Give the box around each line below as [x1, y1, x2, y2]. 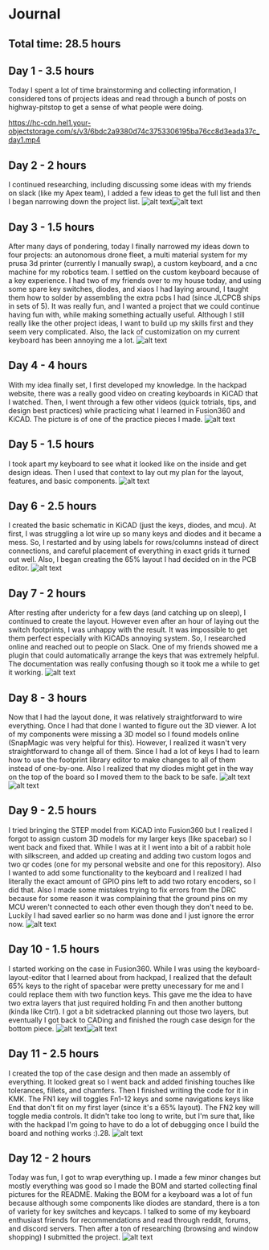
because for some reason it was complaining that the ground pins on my [8, 893, 248, 903]
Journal [8, 5, 61, 23]
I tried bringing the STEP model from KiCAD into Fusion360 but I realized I [8, 825, 253, 834]
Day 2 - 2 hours [8, 158, 87, 172]
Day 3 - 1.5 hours [8, 220, 95, 234]
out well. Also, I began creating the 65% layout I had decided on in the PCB [8, 555, 257, 564]
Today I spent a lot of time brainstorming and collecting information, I [8, 85, 237, 95]
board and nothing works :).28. [8, 1128, 111, 1137]
